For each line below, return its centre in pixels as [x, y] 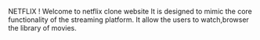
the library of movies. [42, 28]
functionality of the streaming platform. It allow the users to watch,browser [128, 20]
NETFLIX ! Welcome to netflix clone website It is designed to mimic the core [130, 11]
